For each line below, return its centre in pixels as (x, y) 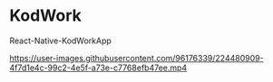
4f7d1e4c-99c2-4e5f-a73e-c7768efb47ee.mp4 (98, 68)
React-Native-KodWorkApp (60, 41)
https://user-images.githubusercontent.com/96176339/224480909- (137, 58)
